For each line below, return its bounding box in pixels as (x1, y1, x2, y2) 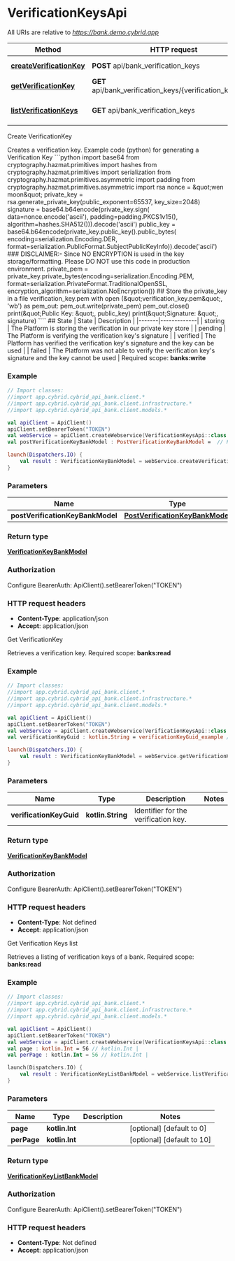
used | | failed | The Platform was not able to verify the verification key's (7, 346, 215, 355)
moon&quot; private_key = (7, 190, 84, 199)
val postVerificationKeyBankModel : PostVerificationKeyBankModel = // (7, 439, 224, 446)
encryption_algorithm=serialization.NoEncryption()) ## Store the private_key (7, 287, 227, 295)
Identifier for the (134, 806, 187, 815)
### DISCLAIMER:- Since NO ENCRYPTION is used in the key (7, 250, 185, 258)
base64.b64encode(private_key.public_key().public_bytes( (7, 227, 177, 236)
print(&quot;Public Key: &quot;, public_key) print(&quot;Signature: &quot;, (7, 309, 219, 318)
